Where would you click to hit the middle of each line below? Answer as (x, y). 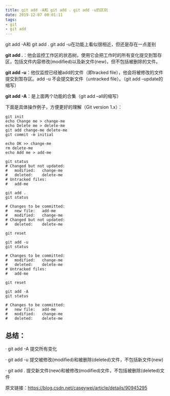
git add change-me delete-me (36, 130)
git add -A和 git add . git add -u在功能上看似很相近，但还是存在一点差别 (81, 45)
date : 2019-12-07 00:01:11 (34, 15)
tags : (11, 19)
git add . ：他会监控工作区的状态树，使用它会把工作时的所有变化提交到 (79, 55)
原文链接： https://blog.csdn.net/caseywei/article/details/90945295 (76, 388)
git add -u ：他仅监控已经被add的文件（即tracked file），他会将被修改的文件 (84, 73)
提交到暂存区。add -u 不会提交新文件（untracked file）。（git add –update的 (84, 79)
